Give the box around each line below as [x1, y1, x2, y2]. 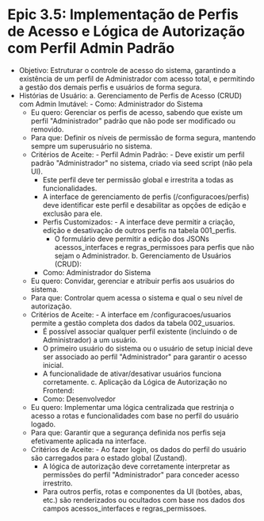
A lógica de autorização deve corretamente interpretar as [42, 462, 231, 471]
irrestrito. [42, 478, 73, 488]
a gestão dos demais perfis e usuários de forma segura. [18, 82, 202, 92]
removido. [30, 125, 64, 134]
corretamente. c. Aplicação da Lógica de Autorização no [42, 377, 228, 386]
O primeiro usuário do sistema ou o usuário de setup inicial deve [42, 343, 253, 353]
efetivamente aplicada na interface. [30, 436, 147, 446]
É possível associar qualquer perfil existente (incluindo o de [42, 327, 238, 336]
